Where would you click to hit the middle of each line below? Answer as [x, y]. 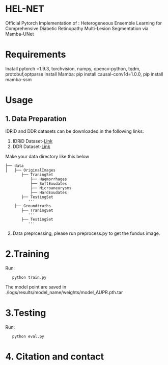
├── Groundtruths [33, 206]
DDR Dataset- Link [31, 147]
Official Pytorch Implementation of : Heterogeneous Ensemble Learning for [83, 23]
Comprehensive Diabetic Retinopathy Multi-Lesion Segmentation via [77, 28]
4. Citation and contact [55, 357]
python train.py [29, 277]
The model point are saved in [36, 287]
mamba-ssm [19, 79]
